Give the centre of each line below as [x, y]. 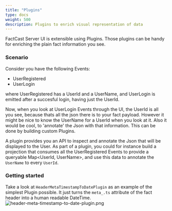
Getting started [25, 176]
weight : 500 [18, 19]
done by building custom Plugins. [40, 131]
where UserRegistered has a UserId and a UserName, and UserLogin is [80, 94]
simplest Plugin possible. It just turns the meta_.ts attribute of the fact [79, 192]
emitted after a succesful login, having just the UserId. [62, 99]
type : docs [17, 15]
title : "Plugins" [24, 10]
